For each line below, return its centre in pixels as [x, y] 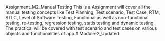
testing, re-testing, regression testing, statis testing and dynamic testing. [80, 23]
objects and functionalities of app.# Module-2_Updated [62, 33]
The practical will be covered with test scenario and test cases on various [81, 28]
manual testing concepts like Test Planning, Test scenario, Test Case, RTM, [83, 12]
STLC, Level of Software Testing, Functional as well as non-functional [77, 18]
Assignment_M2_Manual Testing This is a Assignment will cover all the [78, 7]
